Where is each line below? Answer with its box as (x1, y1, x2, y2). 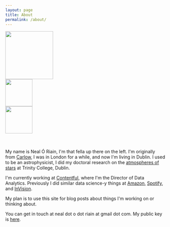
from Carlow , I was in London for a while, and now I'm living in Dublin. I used (5, 154, 165, 160)
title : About (5, 12, 33, 17)
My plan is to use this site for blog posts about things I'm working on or (5, 195, 154, 202)
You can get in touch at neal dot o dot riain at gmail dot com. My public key (5, 211, 162, 217)
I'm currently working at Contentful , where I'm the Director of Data (5, 175, 145, 181)
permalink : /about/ (5, 17, 47, 22)
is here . (5, 216, 21, 222)
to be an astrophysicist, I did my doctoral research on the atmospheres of (5, 160, 159, 166)
